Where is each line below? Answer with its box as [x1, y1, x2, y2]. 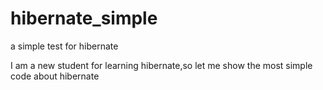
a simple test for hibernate [10, 40, 119, 52]
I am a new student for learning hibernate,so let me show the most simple [10, 59, 313, 71]
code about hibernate [10, 70, 100, 82]
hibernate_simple [10, 7, 158, 30]
